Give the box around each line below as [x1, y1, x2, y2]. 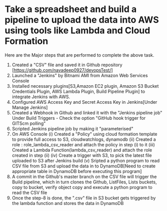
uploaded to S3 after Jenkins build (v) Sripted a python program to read [11, 157, 160, 163]
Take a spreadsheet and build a [4, 4, 137, 15]
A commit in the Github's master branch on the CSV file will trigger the [11, 173, 157, 179]
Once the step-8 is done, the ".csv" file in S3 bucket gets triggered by [11, 194, 156, 201]
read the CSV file [11, 189, 47, 195]
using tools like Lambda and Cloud [4, 25, 150, 36]
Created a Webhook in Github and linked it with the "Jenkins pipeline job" [11, 109, 162, 116]
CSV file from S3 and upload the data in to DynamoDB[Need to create [11, 163, 156, 169]
